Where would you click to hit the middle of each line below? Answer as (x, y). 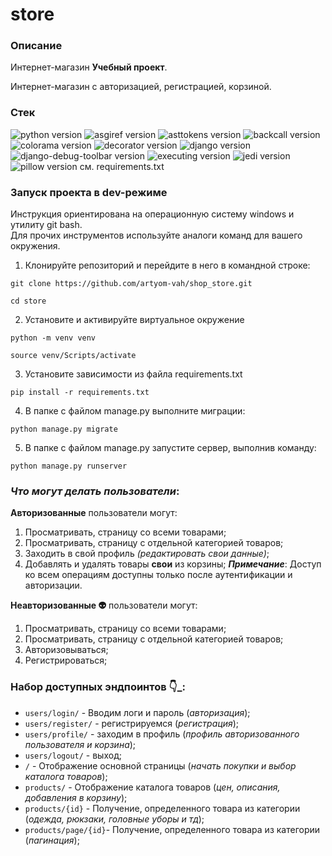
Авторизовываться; (66, 650)
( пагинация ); (52, 840)
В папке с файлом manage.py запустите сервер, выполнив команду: (170, 448)
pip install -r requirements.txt (80, 393)
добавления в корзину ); (76, 797)
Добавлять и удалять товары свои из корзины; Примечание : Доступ (173, 564)
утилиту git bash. (46, 225)
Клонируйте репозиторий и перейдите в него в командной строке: (167, 265)
